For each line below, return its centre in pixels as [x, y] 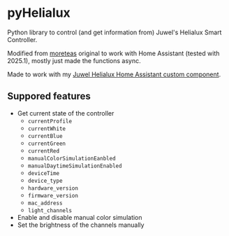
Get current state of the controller [66, 113]
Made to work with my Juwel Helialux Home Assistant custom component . [114, 74]
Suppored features [49, 96]
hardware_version [53, 188]
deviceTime [44, 173]
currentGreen [47, 144]
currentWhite [47, 129]
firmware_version [53, 195]
